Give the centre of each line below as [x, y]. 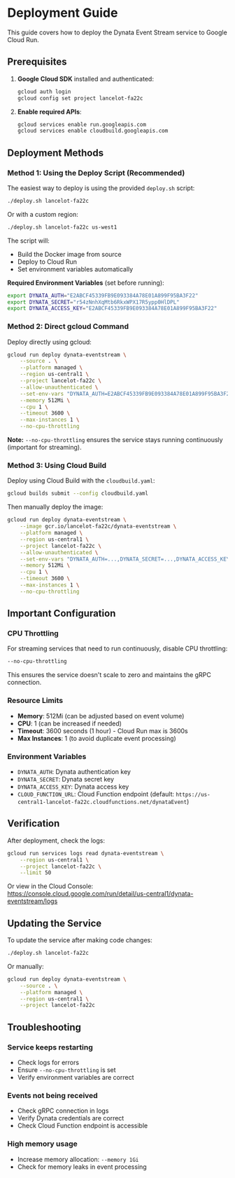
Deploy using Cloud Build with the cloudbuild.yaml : [81, 481]
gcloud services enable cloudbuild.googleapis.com [93, 131]
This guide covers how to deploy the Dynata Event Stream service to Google [117, 32]
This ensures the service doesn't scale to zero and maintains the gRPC [109, 675]
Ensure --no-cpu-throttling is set [67, 1070]
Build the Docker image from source [69, 254]
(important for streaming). [44, 448]
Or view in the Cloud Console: [50, 886]
